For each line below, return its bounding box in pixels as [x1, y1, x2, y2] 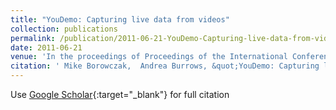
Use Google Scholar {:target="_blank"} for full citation [10, 89, 230, 100]
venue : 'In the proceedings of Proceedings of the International [10, 52, 288, 62]
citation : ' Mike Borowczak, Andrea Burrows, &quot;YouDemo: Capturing [10, 61, 320, 71]
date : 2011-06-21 [10, 42, 83, 53]
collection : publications [10, 24, 118, 34]
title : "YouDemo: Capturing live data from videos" [10, 14, 230, 25]
